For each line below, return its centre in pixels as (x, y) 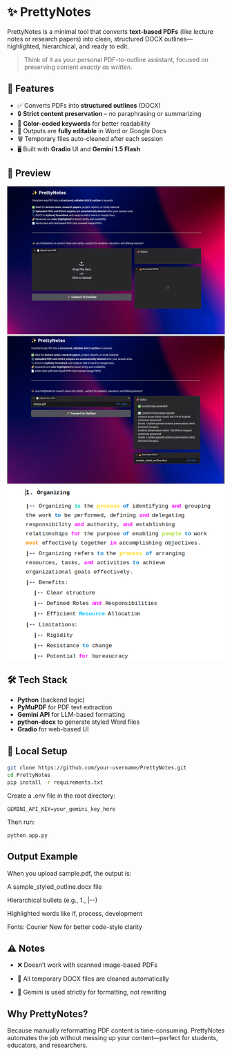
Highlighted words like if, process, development (75, 913)
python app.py (28, 835)
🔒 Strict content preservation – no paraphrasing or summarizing (109, 113)
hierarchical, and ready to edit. (86, 46)
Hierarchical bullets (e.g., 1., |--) (52, 900)
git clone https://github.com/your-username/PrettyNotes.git (97, 768)
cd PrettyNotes (29, 775)
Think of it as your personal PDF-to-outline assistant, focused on (116, 59)
